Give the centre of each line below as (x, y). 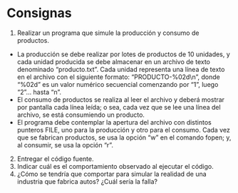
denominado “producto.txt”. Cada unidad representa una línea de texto (121, 69)
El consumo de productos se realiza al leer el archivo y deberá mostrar (121, 99)
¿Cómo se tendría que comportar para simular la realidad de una (112, 174)
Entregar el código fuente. (55, 159)
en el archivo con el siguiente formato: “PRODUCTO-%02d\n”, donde (118, 77)
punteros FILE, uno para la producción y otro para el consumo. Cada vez (124, 130)
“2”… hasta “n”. (39, 92)
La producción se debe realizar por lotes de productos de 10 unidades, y (124, 54)
